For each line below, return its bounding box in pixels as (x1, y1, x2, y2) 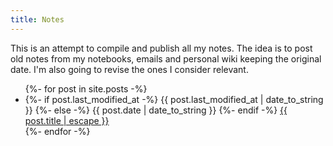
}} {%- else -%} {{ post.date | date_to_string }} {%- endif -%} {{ (24, 104, 288, 116)
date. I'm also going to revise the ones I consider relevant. (10, 63, 249, 75)
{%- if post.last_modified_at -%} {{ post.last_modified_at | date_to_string (24, 93, 324, 105)
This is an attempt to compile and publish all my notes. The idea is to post (10, 42, 313, 54)
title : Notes (10, 14, 65, 25)
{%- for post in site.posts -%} (24, 82, 148, 95)
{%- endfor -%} (24, 125, 91, 137)
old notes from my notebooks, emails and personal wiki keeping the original (10, 52, 322, 65)
